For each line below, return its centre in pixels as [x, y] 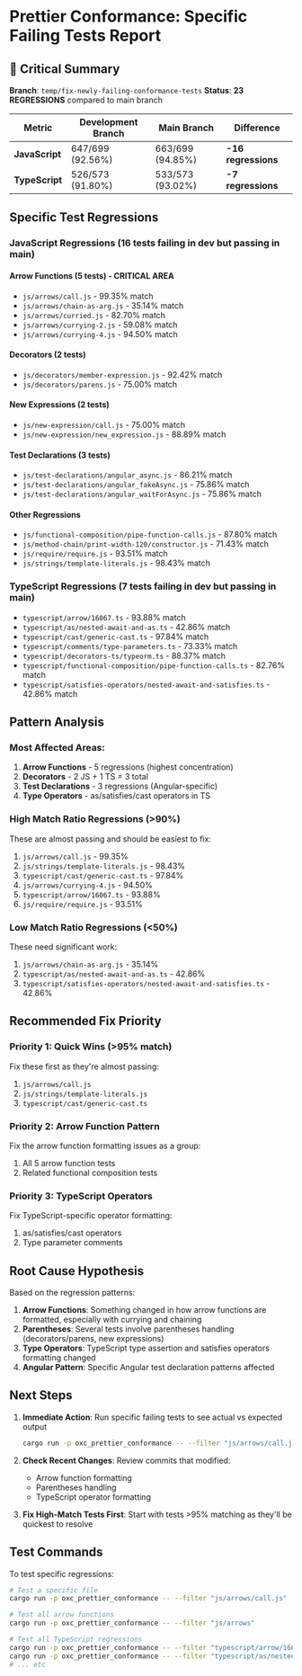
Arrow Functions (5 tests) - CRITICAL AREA [92, 275]
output [35, 1426]
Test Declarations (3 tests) [60, 455]
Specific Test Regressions [84, 218]
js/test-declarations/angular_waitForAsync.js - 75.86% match [142, 494]
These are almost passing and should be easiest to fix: [110, 839]
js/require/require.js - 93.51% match [95, 554]
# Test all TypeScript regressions [76, 1639]
